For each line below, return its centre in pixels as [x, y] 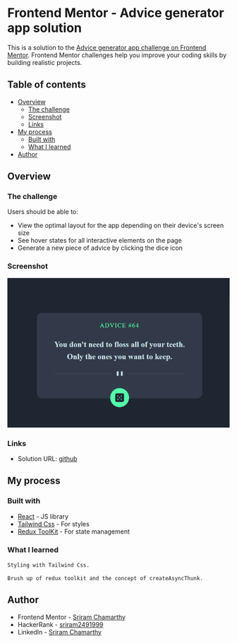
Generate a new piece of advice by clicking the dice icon [100, 248]
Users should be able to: [43, 212]
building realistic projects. [45, 62]
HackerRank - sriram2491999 [60, 624]
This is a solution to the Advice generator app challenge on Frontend [107, 47]
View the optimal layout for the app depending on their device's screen [121, 226]
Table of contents [47, 85]
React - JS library [43, 516]
